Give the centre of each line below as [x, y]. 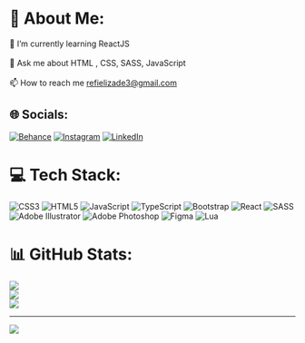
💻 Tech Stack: [65, 175]
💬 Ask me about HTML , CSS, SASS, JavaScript [98, 63]
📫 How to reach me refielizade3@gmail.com [93, 83]
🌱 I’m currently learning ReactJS [69, 44]
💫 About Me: [57, 19]
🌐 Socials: [39, 115]
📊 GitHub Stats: [71, 254]
